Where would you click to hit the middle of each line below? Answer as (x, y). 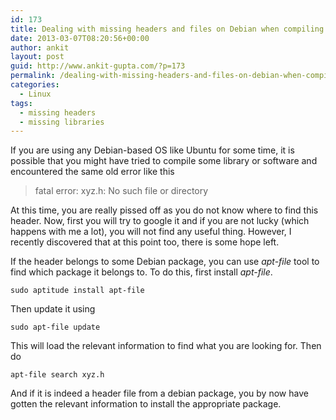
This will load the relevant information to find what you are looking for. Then (166, 346)
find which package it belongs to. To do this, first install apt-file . (141, 272)
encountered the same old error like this (92, 172)
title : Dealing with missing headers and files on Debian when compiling (167, 29)
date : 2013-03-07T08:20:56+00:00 (80, 38)
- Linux (35, 94)
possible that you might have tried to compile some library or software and (164, 161)
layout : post (37, 57)
